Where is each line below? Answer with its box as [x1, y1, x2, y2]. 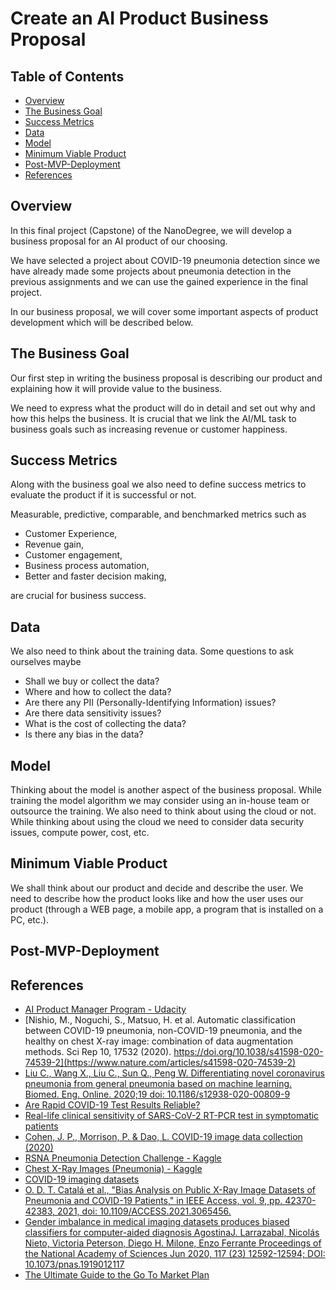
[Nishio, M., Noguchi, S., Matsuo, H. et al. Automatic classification [24, 1014, 297, 1026]
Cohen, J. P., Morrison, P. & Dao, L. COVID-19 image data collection [24, 1131, 303, 1143]
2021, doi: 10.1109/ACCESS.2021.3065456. [56, 1205, 232, 1217]
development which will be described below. [10, 316, 194, 328]
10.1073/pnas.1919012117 [24, 1258, 125, 1271]
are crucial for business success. [10, 590, 147, 602]
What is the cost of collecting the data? [24, 718, 187, 730]
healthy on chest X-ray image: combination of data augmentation [24, 1035, 294, 1047]
